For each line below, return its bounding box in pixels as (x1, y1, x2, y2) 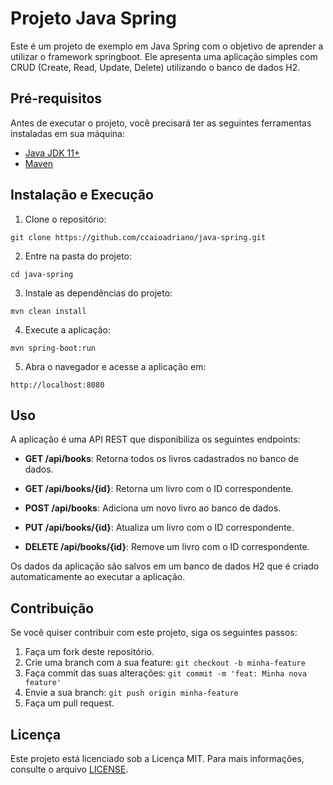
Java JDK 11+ (24, 147, 81, 159)
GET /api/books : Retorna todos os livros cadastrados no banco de (24, 453, 299, 465)
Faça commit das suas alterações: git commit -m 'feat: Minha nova (24, 667, 307, 679)
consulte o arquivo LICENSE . (10, 763, 129, 775)
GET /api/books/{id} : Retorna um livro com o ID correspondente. (24, 483, 294, 495)
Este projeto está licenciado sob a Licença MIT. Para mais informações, (10, 753, 305, 764)
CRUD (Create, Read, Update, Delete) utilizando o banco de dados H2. (10, 61, 301, 73)
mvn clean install (10, 306, 87, 316)
